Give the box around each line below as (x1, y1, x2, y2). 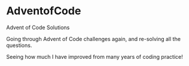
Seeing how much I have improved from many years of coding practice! (6, 53, 183, 60)
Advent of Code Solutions (6, 24, 70, 31)
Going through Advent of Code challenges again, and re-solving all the (6, 35, 181, 42)
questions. (6, 42, 32, 49)
